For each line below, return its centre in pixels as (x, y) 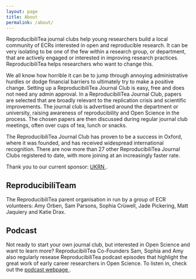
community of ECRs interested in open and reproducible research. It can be (97, 45)
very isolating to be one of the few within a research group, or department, (96, 52)
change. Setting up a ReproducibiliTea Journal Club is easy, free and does (95, 88)
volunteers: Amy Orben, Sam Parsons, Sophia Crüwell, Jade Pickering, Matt (97, 206)
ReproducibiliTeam (41, 185)
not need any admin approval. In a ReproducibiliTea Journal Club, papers (94, 94)
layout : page (22, 11)
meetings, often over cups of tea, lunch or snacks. (67, 125)
